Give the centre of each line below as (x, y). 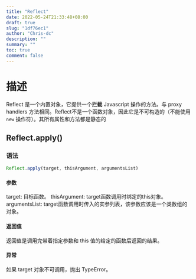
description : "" (26, 39)
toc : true (18, 50)
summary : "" (21, 45)
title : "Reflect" (27, 12)
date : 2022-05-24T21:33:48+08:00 (47, 17)
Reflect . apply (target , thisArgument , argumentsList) (72, 168)
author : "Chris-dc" (30, 34)
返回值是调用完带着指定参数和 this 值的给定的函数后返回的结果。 (84, 241)
